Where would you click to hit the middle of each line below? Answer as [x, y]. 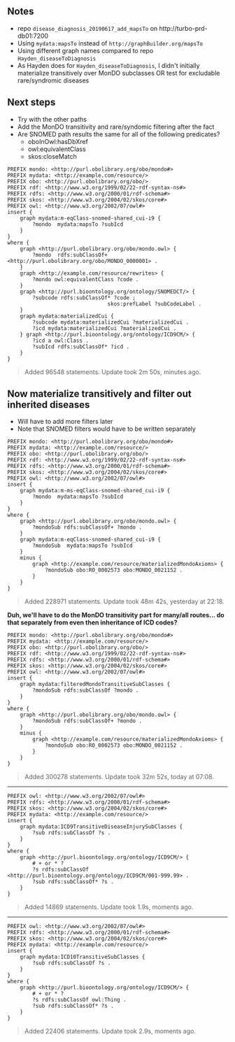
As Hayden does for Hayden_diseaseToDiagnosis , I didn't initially [108, 65]
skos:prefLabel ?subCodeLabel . [154, 304]
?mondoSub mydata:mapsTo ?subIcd [83, 546]
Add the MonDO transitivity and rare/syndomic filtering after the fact [116, 127]
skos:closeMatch [52, 156]
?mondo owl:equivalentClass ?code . [86, 279]
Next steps [31, 102]
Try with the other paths [52, 119]
